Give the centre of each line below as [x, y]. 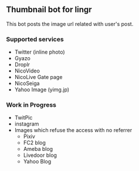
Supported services [35, 39]
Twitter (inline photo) [40, 52]
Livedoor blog [40, 155]
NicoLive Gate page [38, 77]
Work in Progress [31, 105]
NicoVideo [27, 71]
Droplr [22, 65]
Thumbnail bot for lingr [49, 10]
